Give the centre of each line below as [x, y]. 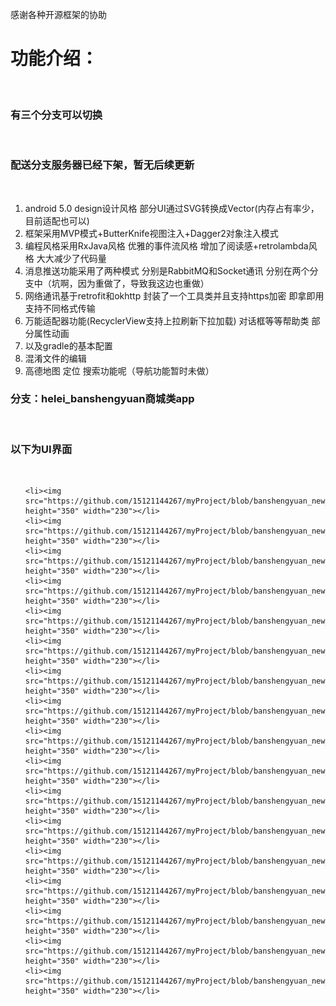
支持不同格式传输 [60, 308]
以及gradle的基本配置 [68, 345]
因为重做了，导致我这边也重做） [143, 283]
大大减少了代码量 [71, 258]
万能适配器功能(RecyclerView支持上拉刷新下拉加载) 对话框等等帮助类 [167, 320]
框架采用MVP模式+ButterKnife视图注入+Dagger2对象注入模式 [151, 233]
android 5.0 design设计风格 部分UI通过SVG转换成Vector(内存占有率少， [172, 208]
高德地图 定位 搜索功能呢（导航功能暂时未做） [119, 370]
